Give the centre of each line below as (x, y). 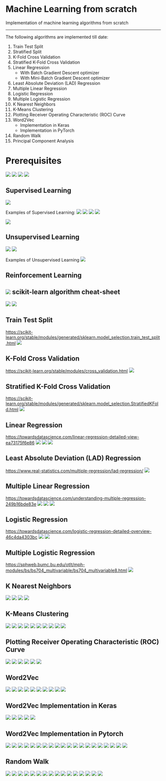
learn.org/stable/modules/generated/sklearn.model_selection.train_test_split (83, 337)
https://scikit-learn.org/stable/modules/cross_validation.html (67, 371)
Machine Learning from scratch (71, 9)
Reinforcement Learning (44, 275)
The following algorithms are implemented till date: (57, 37)
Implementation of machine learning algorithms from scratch (67, 23)
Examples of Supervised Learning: (41, 212)
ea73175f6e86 (20, 443)
